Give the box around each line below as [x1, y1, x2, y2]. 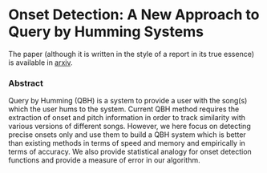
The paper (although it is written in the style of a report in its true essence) [8, 49, 255, 58]
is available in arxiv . [8, 58, 74, 67]
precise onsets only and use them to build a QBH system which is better [8, 130, 246, 139]
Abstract [8, 78, 44, 89]
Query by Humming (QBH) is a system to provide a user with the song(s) [8, 96, 248, 106]
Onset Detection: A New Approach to [8, 6, 260, 24]
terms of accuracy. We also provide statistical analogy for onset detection [8, 147, 253, 157]
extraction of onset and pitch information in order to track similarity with [8, 113, 246, 123]
